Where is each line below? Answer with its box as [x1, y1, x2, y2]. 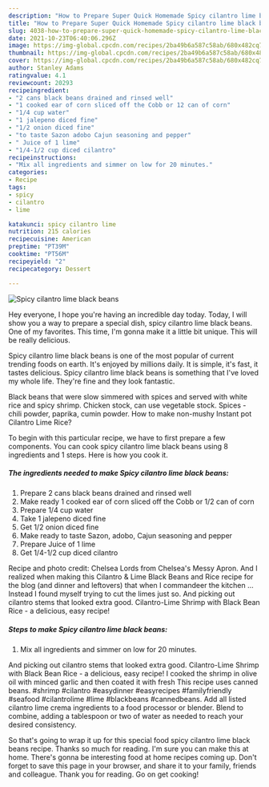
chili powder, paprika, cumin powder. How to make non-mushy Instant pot [8, 408, 252, 418]
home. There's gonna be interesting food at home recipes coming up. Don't [8, 753, 258, 762]
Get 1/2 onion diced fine [19, 522, 99, 532]
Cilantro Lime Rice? [8, 417, 72, 427]
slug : [8, 26, 26, 34]
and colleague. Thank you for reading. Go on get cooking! [8, 769, 199, 779]
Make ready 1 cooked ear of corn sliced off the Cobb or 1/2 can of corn [19, 497, 255, 506]
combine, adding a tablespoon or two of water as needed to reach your [8, 712, 243, 721]
